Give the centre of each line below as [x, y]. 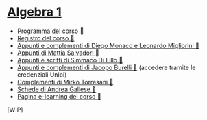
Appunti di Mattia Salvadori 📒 [58, 53]
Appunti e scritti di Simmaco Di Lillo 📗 [70, 60]
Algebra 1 [34, 12]
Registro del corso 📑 [46, 38]
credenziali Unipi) [42, 74]
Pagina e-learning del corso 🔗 [59, 96]
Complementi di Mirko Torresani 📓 [65, 82]
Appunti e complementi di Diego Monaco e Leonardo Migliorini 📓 [108, 45]
